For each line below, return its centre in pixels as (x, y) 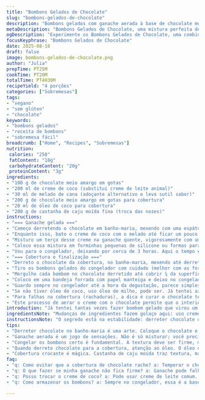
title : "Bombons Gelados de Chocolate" (57, 12)
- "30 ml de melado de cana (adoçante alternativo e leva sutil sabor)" (101, 194)
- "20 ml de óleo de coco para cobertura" (61, 206)
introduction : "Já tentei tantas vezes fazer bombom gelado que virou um (102, 308)
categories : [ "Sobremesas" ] (42, 92)
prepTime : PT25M (27, 69)
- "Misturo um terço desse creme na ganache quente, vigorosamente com (99, 240)
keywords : (19, 120)
